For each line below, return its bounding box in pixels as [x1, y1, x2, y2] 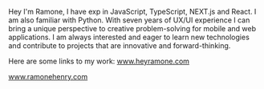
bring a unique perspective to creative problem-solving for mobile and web [8, 24, 257, 33]
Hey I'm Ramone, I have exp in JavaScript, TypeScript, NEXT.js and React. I [8, 7, 257, 16]
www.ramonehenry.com [8, 72, 88, 81]
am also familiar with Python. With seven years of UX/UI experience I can [8, 15, 250, 25]
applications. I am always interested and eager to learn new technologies [8, 32, 250, 42]
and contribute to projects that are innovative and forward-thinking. [8, 41, 231, 51]
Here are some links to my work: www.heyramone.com [8, 56, 190, 66]
